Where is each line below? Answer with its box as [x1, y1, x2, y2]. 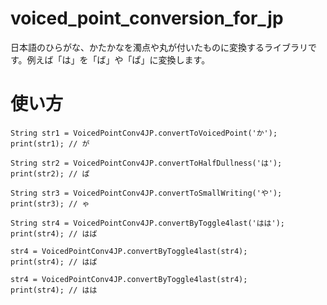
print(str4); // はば [10, 228, 98, 239]
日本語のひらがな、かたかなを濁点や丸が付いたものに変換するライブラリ [10, 41, 308, 53]
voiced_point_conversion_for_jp [10, 7, 284, 30]
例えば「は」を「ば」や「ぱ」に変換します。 [26, 53, 211, 66]
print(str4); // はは [10, 285, 98, 295]
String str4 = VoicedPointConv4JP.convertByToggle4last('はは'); [10, 218, 285, 228]
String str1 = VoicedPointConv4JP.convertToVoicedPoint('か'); [10, 128, 278, 138]
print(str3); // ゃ [10, 198, 90, 209]
